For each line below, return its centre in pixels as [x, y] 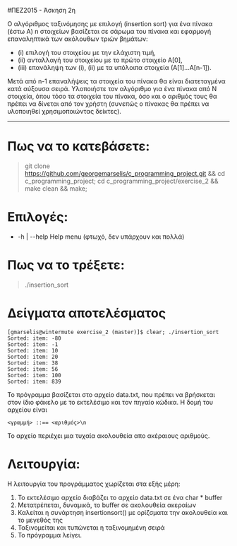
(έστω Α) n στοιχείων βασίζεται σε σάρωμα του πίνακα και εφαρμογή [109, 31]
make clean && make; [56, 188]
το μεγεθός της [40, 520]
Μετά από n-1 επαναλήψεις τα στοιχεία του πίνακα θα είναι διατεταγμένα [116, 81]
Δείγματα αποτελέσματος [87, 313]
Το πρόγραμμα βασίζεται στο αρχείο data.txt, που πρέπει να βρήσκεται [111, 394]
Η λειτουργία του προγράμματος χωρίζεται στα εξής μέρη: [94, 484]
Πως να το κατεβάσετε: [79, 147]
